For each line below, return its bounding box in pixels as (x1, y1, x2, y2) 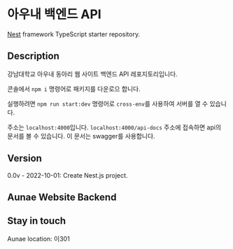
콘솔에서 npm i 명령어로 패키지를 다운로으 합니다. (7, 85, 141, 93)
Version (7, 152, 42, 164)
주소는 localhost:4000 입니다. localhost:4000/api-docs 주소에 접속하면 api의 (7, 123, 222, 131)
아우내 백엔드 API (7, 6, 101, 22)
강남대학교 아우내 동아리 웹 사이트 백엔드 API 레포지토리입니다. (7, 69, 178, 78)
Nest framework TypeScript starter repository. (7, 29, 141, 38)
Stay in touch (7, 215, 66, 227)
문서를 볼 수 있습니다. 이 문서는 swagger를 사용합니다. (7, 131, 155, 140)
